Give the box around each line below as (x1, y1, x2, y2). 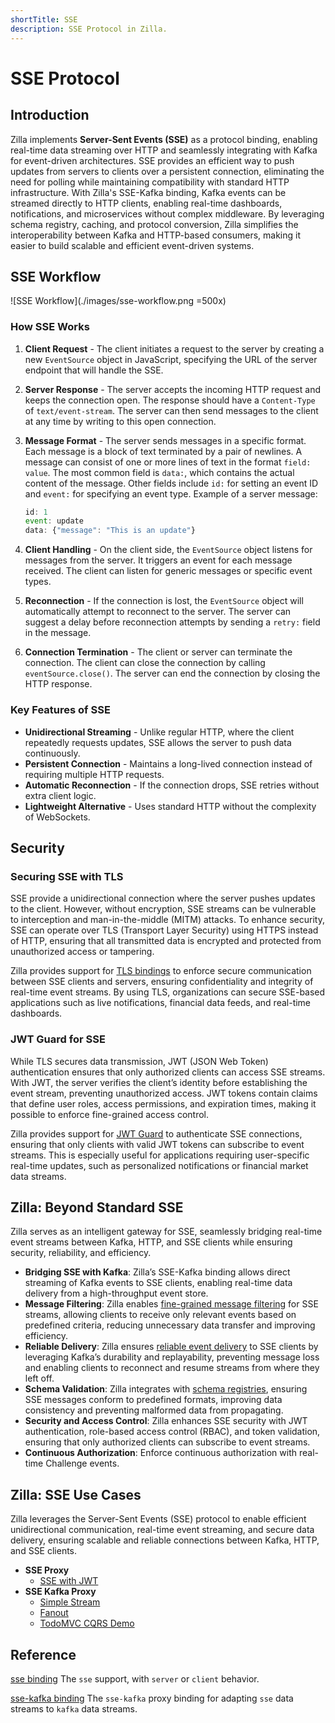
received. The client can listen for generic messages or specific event (24, 565, 313, 577)
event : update (24, 516, 84, 526)
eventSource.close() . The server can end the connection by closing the (24, 667, 321, 680)
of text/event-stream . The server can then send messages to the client (24, 404, 319, 416)
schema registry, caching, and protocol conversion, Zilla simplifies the (10, 218, 299, 230)
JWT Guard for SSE (10, 1032, 106, 1046)
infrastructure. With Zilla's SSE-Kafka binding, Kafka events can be (10, 186, 287, 198)
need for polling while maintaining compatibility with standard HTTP (10, 176, 290, 188)
